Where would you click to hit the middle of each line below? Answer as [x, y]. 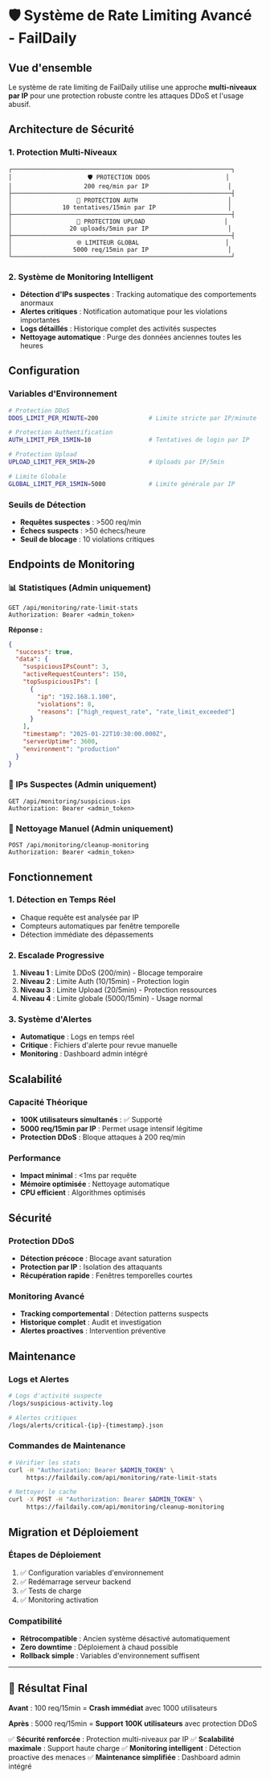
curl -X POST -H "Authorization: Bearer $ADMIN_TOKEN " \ [106, 1500]
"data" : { [32, 659]
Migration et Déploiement [74, 1532]
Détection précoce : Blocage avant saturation [96, 1258]
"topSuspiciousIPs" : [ [61, 682]
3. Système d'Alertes [50, 1019]
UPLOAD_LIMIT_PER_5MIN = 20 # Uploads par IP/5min [117, 462]
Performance [35, 1158]
